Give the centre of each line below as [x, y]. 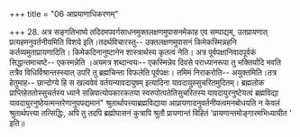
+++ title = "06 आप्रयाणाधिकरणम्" [64, 14]
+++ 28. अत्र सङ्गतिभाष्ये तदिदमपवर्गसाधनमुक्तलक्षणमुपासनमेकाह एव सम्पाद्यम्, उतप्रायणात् [139, 32]
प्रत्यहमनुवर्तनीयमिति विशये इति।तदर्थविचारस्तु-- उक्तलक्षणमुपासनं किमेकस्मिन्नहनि [123, 42]
